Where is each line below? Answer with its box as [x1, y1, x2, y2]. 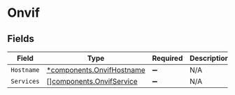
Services [10, 78, 40, 85]
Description [190, 54, 229, 63]
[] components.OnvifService [46, 77, 138, 86]
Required [152, 54, 183, 63]
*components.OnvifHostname [46, 65, 145, 75]
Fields [7, 33, 35, 45]
